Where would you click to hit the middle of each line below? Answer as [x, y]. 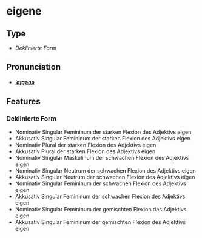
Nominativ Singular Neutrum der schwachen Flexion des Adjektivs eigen [105, 170]
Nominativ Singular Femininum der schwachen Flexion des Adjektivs [100, 183]
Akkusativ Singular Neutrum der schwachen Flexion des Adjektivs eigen [105, 177]
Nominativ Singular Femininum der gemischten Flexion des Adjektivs [101, 209]
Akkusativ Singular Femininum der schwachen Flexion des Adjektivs [100, 196]
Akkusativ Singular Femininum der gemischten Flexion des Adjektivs [100, 222]
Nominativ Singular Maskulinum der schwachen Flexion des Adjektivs [102, 157]
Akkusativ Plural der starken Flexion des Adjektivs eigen [85, 151]
